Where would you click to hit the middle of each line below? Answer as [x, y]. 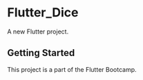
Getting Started [41, 53]
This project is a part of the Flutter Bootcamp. [72, 69]
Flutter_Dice [43, 13]
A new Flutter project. [38, 31]
